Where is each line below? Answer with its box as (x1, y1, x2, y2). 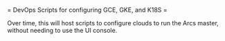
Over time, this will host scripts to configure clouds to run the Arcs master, (7, 19, 219, 27)
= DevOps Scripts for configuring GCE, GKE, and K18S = (7, 6, 168, 14)
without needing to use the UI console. (7, 27, 118, 34)
